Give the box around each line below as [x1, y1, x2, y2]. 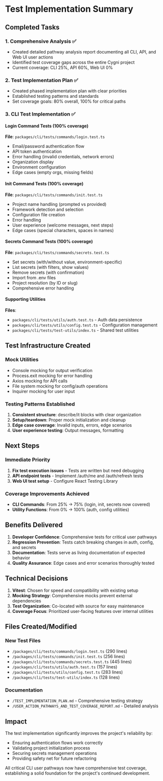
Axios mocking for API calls [12, 377, 68, 384]
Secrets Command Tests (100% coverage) [5, 238, 93, 244]
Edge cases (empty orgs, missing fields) [12, 170, 94, 175]
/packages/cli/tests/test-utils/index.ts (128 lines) [12, 674, 120, 680]
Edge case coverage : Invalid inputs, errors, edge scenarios [12, 422, 132, 428]
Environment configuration [12, 164, 66, 170]
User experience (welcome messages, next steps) [12, 222, 114, 228]
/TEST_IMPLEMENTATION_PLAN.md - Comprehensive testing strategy [12, 698, 143, 704]
